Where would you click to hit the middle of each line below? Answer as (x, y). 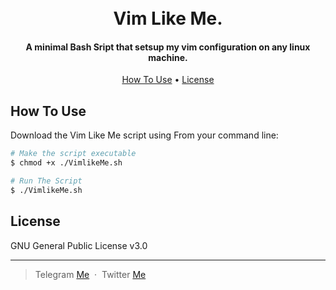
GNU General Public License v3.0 (79, 245)
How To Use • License (168, 80)
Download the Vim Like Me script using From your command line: (144, 135)
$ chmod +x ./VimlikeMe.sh (66, 163)
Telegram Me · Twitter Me (90, 274)
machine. (168, 57)
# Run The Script (46, 181)
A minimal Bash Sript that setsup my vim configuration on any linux (168, 47)
